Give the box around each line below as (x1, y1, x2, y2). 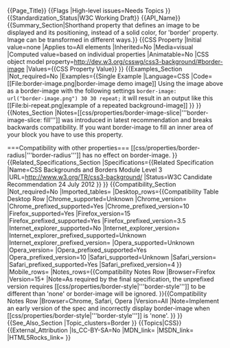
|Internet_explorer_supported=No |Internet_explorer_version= (7, 224, 181, 232)
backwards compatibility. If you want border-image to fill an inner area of (7, 124, 214, 131)
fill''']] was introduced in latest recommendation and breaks (43, 116, 213, 124)
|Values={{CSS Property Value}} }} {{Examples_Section (26, 65, 183, 73)
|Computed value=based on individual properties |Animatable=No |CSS (7, 50, 209, 58)
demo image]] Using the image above (116, 80, 223, 87)
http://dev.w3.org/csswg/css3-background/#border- (73, 58, 223, 65)
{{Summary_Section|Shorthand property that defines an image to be (7, 21, 200, 29)
